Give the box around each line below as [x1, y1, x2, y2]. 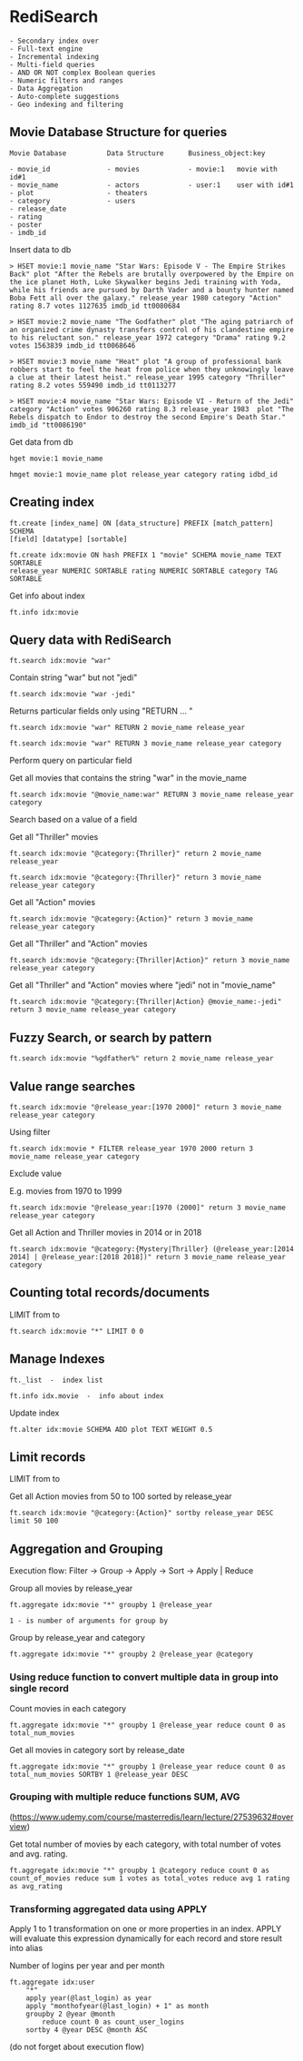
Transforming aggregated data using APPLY [9, 1902, 208, 1915]
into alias [9, 1943, 44, 1954]
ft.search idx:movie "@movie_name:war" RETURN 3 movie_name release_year [9, 790, 295, 800]
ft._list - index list [9, 1376, 103, 1385]
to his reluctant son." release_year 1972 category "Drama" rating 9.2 [9, 333, 286, 342]
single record [9, 1682, 70, 1695]
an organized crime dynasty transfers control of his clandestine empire [9, 325, 295, 334]
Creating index [9, 495, 95, 510]
